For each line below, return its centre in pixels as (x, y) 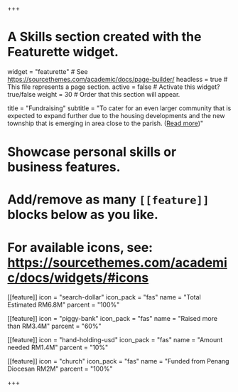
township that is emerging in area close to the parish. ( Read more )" (106, 123)
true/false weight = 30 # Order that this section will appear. (94, 94)
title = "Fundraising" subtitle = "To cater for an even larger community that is (119, 108)
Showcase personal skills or (92, 152)
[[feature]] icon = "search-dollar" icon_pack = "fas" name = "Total (104, 297)
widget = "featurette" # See (48, 71)
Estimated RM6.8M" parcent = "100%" (64, 305)
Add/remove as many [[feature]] (108, 200)
